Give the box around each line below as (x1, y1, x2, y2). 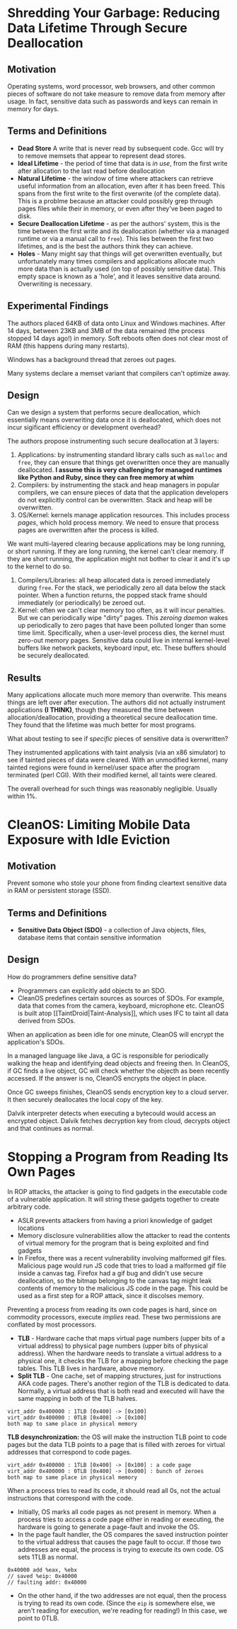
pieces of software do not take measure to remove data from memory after (7, 90, 226, 98)
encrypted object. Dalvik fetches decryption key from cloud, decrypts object (7, 1116, 231, 1124)
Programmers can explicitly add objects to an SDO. (17, 986, 166, 995)
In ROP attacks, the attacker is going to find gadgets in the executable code (7, 1187, 228, 1195)
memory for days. (7, 105, 59, 113)
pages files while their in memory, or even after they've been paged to (17, 204, 223, 213)
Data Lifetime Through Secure (7, 20, 187, 36)
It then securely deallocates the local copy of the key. (7, 1095, 163, 1103)
